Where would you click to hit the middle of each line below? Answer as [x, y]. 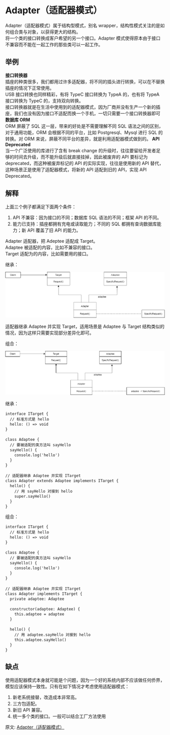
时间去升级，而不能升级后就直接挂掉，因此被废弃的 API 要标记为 [81, 157]
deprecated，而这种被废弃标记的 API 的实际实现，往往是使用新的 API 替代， [84, 163]
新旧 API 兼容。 [29, 710]
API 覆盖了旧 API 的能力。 [54, 230]
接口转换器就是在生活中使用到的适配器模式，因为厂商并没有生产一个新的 [80, 107]
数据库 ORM [18, 119]
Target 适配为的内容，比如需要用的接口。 [48, 253]
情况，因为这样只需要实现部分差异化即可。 [50, 333]
